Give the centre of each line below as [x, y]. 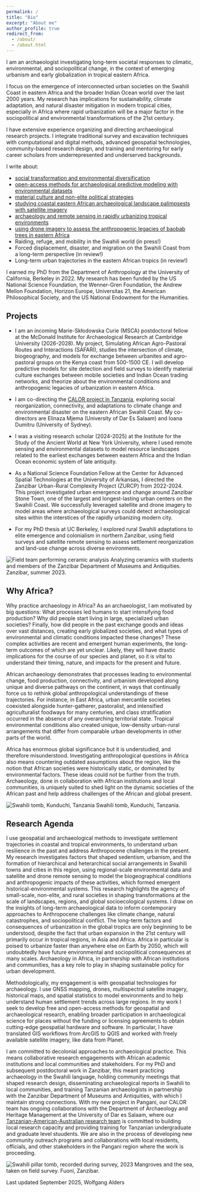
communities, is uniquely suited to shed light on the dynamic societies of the [100, 787]
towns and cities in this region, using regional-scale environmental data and [99, 870]
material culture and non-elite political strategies [74, 197]
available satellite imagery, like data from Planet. [65, 1040]
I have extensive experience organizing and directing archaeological [90, 130]
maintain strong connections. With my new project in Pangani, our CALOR [96, 1102]
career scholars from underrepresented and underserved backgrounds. [94, 155]
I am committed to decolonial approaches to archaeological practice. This [96, 1052]
